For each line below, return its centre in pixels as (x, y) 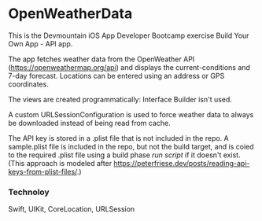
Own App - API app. (41, 43)
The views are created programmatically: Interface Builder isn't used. (120, 99)
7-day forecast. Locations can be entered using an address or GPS (116, 76)
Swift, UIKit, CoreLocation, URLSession (72, 209)
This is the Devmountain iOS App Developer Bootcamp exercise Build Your (129, 35)
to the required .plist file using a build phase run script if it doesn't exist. (125, 155)
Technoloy (29, 192)
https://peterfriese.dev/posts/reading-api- (182, 163)
